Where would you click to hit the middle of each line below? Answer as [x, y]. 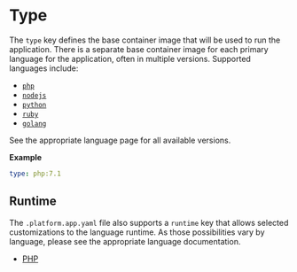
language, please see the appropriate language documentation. [125, 241]
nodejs [34, 95]
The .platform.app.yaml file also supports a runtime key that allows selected [149, 222]
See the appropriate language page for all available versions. [120, 140]
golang [34, 124]
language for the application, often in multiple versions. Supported [130, 58]
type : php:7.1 [35, 174]
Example [26, 157]
